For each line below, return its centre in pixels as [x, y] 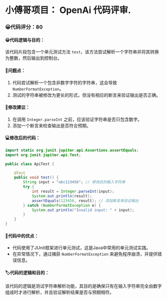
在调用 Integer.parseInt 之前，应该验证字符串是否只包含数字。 [77, 119]
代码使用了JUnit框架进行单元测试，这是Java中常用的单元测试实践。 [81, 248]
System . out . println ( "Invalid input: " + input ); [83, 210]
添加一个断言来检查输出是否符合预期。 [51, 126]
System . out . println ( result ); [62, 196]
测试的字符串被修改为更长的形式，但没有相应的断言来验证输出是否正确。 [86, 95]
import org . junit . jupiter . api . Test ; [43, 155]
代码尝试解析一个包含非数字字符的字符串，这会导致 [65, 82]
